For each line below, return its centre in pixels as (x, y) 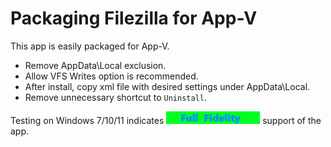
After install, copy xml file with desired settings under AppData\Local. (167, 86)
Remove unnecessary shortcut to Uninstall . (115, 97)
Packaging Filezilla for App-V (134, 18)
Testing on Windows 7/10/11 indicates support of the (166, 120)
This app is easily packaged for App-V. (90, 46)
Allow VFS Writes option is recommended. (111, 76)
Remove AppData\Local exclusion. (95, 65)
